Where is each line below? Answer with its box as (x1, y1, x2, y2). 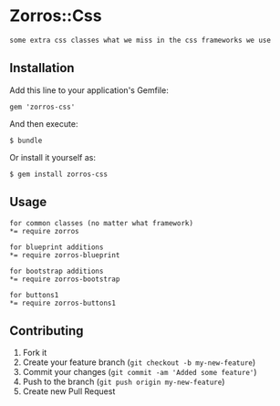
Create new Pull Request (22, 386, 116, 397)
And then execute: (9, 118, 78, 129)
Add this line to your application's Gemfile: (9, 84, 169, 96)
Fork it (22, 348, 47, 359)
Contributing (9, 323, 84, 338)
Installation (9, 60, 75, 76)
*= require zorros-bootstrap (9, 275, 120, 284)
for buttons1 (9, 290, 59, 299)
